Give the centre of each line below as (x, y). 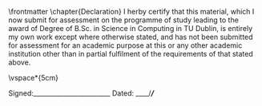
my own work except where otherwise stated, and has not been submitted (131, 37)
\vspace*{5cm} (33, 78)
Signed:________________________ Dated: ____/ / (81, 93)
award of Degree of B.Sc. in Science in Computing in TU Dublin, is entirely (131, 28)
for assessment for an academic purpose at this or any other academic (125, 45)
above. (20, 62)
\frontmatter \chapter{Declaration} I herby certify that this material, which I (131, 12)
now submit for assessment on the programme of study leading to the (123, 20)
